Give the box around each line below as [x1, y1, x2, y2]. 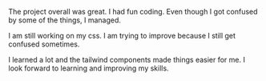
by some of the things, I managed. [8, 15, 122, 25]
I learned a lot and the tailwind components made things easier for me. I [8, 55, 246, 64]
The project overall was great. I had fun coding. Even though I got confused [8, 7, 258, 16]
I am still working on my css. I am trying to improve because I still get [8, 31, 236, 40]
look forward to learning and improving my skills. [8, 63, 170, 73]
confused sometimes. [8, 39, 80, 49]
